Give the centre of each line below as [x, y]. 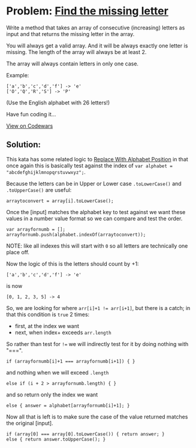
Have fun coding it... [31, 114]
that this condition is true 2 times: [48, 314]
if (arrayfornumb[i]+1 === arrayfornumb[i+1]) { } [71, 361]
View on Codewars [30, 126]
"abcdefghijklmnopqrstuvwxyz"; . [46, 172]
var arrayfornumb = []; [36, 229]
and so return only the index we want [52, 395]
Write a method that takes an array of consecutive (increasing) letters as [96, 28]
